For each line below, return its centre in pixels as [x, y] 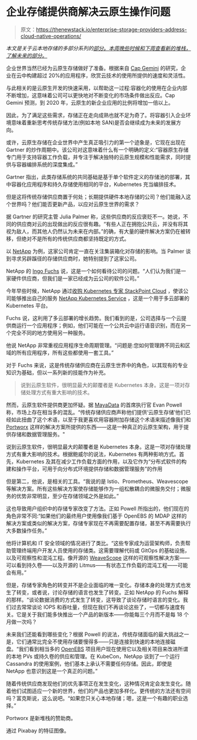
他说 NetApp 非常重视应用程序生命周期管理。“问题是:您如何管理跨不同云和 [96, 345]
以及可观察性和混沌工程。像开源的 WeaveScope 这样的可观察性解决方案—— [98, 558]
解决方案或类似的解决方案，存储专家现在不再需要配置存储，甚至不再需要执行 [98, 523]
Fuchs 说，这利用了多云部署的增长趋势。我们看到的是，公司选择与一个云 [94, 318]
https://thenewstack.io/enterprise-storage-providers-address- [112, 29]
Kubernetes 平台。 [28, 305]
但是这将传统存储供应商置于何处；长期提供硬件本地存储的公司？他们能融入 [96, 196]
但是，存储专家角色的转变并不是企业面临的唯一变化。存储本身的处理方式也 [96, 585]
